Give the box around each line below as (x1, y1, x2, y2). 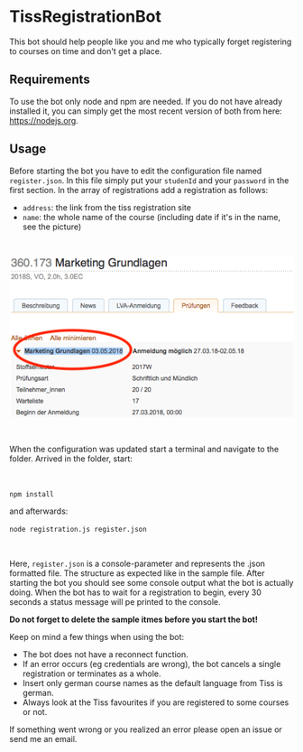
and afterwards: (9, 506, 69, 516)
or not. (22, 707, 48, 718)
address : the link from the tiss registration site (22, 201, 192, 213)
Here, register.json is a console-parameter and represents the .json (9, 558, 266, 570)
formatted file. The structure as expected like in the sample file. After (9, 568, 265, 579)
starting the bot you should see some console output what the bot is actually (9, 578, 294, 589)
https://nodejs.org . (9, 115, 78, 125)
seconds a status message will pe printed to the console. (9, 597, 221, 608)
